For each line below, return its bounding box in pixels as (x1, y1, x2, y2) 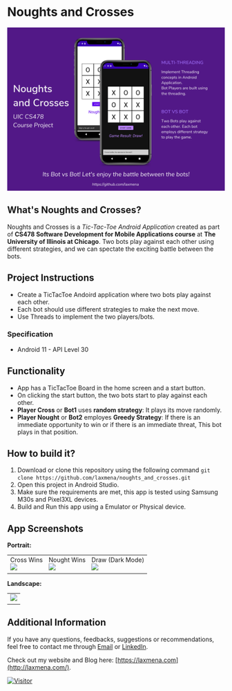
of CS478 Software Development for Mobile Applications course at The (7, 229, 216, 238)
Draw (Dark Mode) (91, 556, 145, 564)
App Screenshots (7, 522, 84, 534)
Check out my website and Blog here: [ (7, 656, 118, 664)
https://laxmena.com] (117, 656, 179, 664)
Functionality (7, 366, 66, 377)
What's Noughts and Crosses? (7, 205, 142, 216)
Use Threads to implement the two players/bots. (17, 312, 155, 321)
